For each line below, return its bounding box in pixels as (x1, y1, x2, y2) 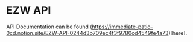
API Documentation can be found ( (6, 23, 92, 30)
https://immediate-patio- (92, 23, 153, 30)
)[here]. (168, 29, 188, 36)
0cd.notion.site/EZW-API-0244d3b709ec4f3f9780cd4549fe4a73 (6, 29, 169, 36)
